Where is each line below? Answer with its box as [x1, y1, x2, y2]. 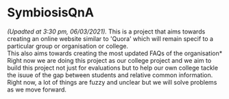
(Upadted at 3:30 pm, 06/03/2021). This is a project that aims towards [7, 27, 206, 36]
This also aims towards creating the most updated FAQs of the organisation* [7, 49, 223, 57]
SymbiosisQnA [7, 5, 95, 20]
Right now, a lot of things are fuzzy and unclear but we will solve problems [7, 78, 217, 86]
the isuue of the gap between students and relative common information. [7, 70, 213, 79]
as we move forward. [7, 85, 67, 94]
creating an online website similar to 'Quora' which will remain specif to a [7, 34, 214, 42]
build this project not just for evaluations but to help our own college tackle [7, 63, 218, 72]
